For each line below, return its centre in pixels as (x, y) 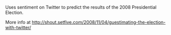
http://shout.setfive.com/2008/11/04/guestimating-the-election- (99, 22)
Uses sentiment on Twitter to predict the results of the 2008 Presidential (81, 7)
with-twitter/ (18, 27)
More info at (18, 22)
